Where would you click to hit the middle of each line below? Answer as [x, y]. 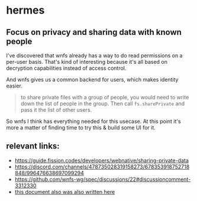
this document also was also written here [65, 192]
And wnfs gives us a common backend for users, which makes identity [92, 80]
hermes [25, 10]
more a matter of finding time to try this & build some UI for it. [81, 127]
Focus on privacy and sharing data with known [94, 32]
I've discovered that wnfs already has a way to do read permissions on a [94, 56]
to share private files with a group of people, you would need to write [105, 97]
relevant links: [33, 146]
